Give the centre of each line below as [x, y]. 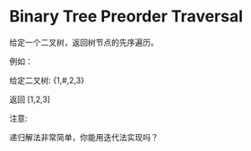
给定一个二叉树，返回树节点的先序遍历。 [84, 42]
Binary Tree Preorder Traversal [126, 17]
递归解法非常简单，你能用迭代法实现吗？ [84, 137]
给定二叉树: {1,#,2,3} [47, 80]
